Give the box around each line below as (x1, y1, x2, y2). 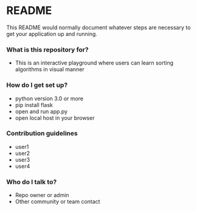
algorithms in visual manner (15, 66, 85, 73)
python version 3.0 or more (15, 95, 84, 102)
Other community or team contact (15, 198, 100, 206)
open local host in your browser (15, 114, 95, 122)
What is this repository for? (6, 45, 89, 54)
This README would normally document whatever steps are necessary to (6, 24, 191, 31)
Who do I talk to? (6, 178, 57, 186)
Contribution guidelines (6, 129, 78, 137)
